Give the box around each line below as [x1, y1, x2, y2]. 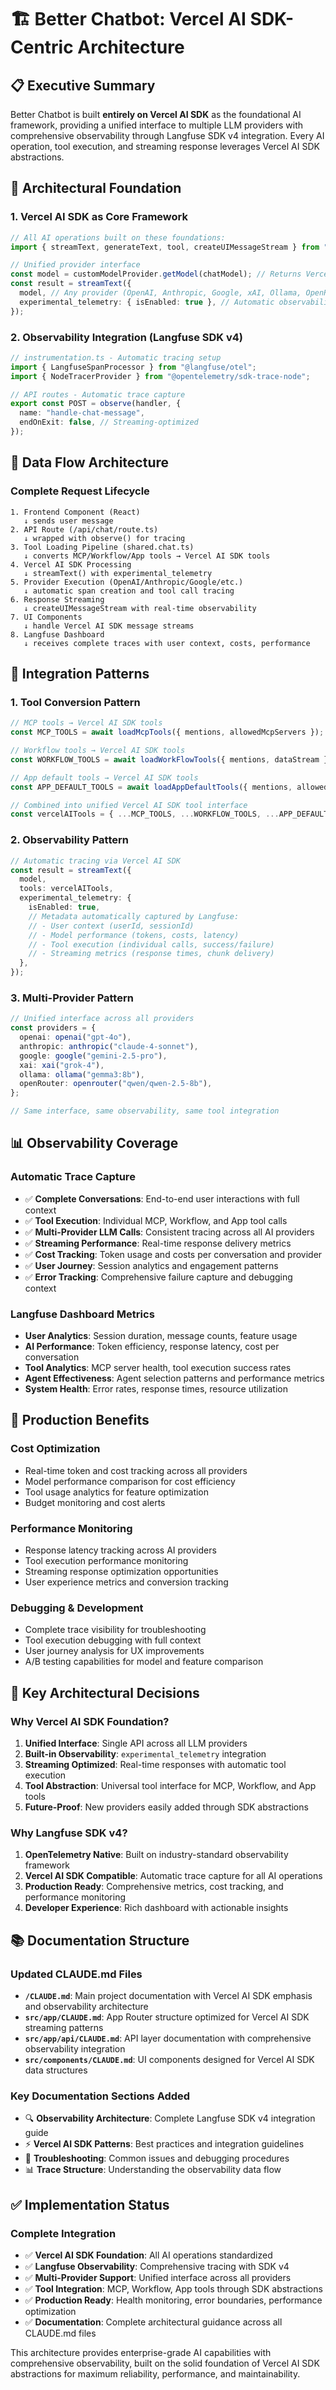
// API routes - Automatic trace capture [10, 389, 186, 400]
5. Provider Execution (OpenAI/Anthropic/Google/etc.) [10, 577, 244, 587]
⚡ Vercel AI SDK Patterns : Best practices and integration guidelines [24, 2138, 305, 2150]
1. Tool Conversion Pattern [10, 695, 141, 709]
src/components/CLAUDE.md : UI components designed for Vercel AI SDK [24, 2054, 315, 2066]
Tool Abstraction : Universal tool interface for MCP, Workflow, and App [24, 1780, 317, 1792]
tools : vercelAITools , [19, 884, 114, 894]
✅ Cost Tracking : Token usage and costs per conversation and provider [24, 1248, 323, 1260]
